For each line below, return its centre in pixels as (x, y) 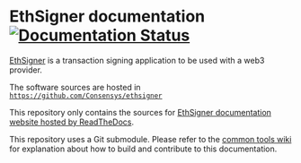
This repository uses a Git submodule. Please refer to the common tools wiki (150, 139)
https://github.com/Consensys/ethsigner (86, 96)
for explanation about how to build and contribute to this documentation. (143, 149)
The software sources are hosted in (75, 87)
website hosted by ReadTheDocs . (72, 122)
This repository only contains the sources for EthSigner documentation (141, 112)
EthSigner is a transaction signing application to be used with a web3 (137, 60)
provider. (26, 70)
